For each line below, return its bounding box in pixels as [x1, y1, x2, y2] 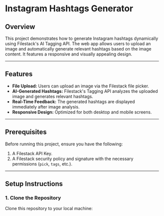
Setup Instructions [5, 180, 63, 188]
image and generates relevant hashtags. [12, 93, 94, 99]
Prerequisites [5, 128, 47, 136]
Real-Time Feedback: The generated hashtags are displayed [12, 99, 135, 105]
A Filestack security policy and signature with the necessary [12, 156, 134, 162]
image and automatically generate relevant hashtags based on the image [5, 46, 152, 52]
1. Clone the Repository [5, 194, 61, 201]
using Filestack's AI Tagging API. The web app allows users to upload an [5, 41, 151, 47]
